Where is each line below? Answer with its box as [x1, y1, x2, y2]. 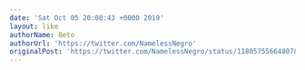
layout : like [9, 22, 59, 31]
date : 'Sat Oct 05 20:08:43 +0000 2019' [9, 13, 165, 23]
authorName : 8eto [9, 30, 75, 39]
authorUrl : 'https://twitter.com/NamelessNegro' [9, 38, 197, 48]
